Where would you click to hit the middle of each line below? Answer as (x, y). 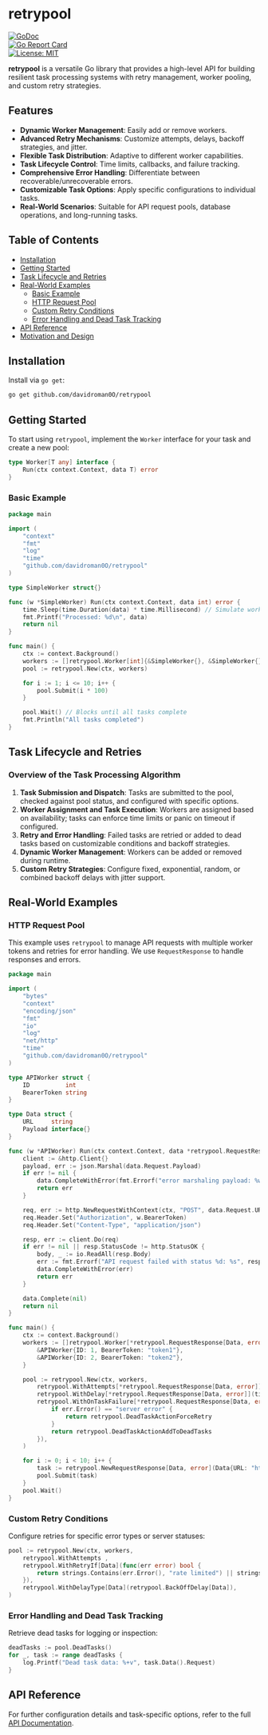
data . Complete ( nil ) (55, 1298)
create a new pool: (39, 448)
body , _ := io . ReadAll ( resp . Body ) (94, 1254)
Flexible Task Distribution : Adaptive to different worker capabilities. (132, 155)
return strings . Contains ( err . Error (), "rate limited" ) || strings (150, 1573)
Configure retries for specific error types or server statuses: (107, 1536)
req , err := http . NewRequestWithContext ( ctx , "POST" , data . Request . (139, 1210)
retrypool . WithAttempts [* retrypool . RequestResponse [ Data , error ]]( (151, 1387)
